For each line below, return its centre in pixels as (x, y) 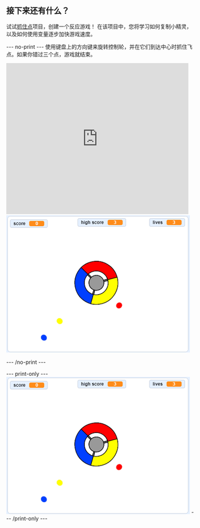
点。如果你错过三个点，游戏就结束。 (51, 54)
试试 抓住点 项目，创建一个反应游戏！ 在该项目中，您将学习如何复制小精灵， (99, 26)
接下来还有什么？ (38, 11)
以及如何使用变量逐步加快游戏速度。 (51, 34)
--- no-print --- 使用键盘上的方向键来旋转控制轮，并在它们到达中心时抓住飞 (99, 46)
